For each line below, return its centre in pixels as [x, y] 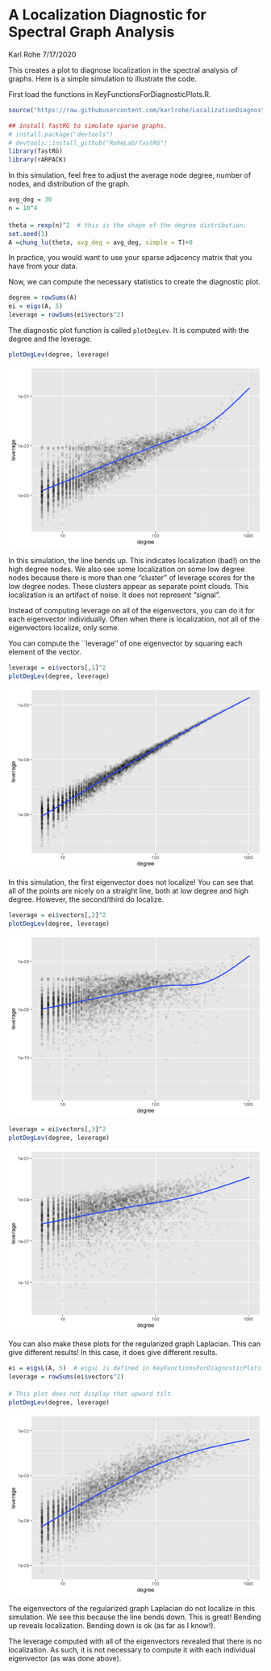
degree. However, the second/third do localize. [86, 899]
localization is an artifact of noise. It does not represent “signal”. [115, 595]
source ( [21, 110]
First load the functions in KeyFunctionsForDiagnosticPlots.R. [110, 94]
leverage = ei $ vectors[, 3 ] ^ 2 [57, 1130]
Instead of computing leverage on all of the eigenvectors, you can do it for [132, 610]
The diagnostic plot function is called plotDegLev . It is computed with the [129, 330]
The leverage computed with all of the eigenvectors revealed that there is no [135, 1641]
